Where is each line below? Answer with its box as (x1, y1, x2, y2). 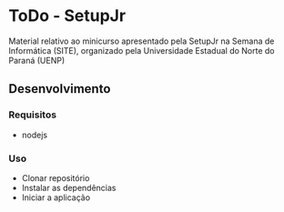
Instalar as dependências (21, 182, 117, 193)
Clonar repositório (21, 172, 90, 183)
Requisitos (8, 108, 56, 121)
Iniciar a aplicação (21, 192, 91, 203)
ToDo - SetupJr (8, 5, 127, 26)
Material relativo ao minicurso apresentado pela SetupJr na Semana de (8, 35, 275, 46)
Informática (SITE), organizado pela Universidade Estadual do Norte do (8, 45, 275, 56)
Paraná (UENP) (8, 55, 66, 66)
